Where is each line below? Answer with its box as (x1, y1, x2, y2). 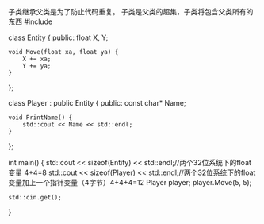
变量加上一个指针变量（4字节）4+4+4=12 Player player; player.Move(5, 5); (8, 178, 252, 187)
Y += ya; (22, 62, 52, 70)
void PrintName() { (8, 114, 73, 122)
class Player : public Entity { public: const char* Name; (8, 98, 186, 107)
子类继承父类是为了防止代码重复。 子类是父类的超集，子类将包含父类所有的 (8, 7, 254, 16)
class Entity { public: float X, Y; (8, 33, 109, 42)
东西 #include (8, 17, 53, 26)
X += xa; (22, 55, 52, 63)
